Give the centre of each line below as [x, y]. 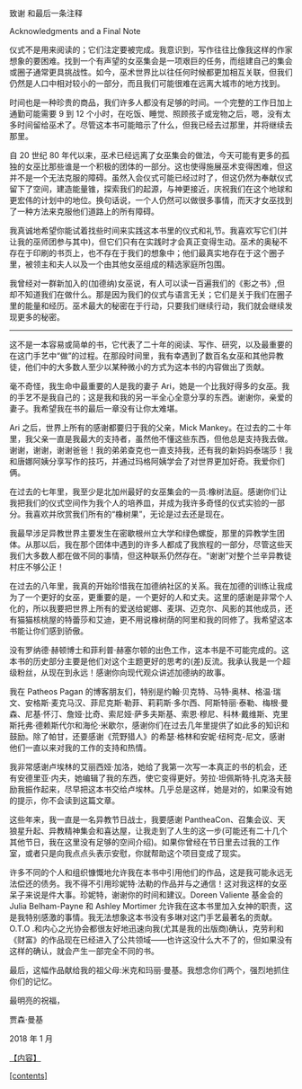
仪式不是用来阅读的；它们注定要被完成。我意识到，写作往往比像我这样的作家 [151, 49]
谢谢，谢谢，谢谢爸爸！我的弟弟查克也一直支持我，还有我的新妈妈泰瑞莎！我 [151, 450]
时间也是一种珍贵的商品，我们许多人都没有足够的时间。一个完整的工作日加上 [151, 102]
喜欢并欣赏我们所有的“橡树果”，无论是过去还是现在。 [131, 514]
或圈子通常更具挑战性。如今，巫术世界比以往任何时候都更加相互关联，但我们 [151, 72]
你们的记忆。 [33, 981]
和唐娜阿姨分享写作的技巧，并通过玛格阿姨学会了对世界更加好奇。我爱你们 [147, 461]
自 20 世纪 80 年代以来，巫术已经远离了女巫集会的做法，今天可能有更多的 [146, 155]
